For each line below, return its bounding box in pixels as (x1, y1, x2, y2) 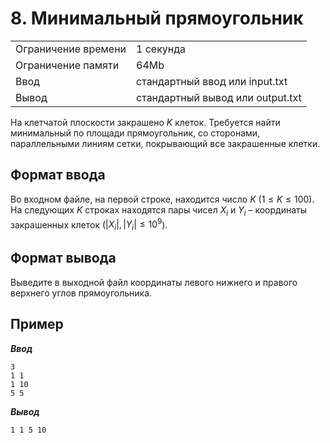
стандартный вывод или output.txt (136, 90, 302, 104)
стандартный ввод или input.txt (136, 74, 288, 88)
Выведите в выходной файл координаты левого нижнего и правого (10, 276, 298, 288)
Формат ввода (10, 167, 106, 184)
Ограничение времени (15, 42, 127, 56)
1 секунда (136, 42, 187, 56)
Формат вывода (10, 250, 117, 267)
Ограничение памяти (15, 58, 120, 72)
